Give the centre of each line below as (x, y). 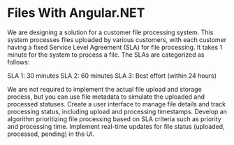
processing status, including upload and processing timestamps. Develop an (117, 111)
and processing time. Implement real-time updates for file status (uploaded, (116, 126)
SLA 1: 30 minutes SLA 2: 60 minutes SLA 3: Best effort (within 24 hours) (112, 76)
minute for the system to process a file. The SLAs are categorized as (106, 55)
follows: (19, 62)
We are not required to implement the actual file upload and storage (105, 89)
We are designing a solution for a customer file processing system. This (110, 32)
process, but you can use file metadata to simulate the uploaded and (106, 97)
